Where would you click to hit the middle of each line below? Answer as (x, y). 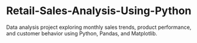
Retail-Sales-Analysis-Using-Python (99, 11)
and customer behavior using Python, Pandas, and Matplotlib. (82, 33)
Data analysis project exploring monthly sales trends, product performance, (99, 27)
